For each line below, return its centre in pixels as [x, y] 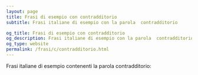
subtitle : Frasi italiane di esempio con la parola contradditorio [92, 22]
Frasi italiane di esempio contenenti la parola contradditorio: [79, 66]
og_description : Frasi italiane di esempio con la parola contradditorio [100, 39]
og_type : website [27, 44]
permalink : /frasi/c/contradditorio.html [58, 50]
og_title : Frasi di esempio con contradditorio [66, 33]
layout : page [22, 11]
